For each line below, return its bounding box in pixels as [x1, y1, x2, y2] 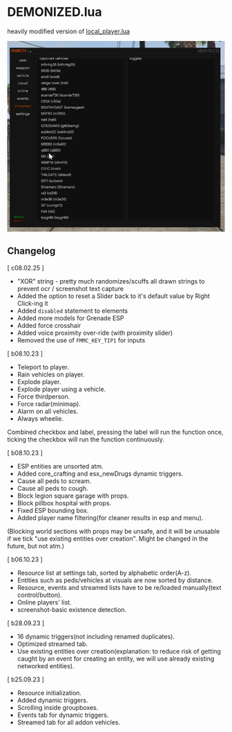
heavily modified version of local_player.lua [7, 27, 130, 35]
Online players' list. [17, 598, 72, 607]
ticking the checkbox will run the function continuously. [7, 435, 164, 444]
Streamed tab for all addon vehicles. [17, 718, 121, 726]
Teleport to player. [17, 363, 70, 371]
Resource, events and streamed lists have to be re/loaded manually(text [17, 583, 222, 591]
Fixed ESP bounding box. [17, 506, 89, 514]
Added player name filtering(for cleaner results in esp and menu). [17, 514, 204, 522]
